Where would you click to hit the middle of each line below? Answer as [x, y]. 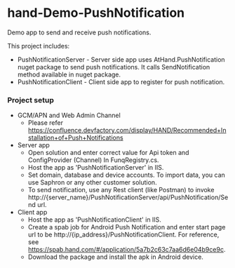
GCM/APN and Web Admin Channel [69, 115]
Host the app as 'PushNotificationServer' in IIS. [96, 168]
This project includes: [39, 46]
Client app [32, 213]
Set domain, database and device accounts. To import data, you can [127, 175]
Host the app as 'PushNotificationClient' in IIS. [94, 220]
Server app [34, 145]
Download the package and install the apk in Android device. [115, 257]
